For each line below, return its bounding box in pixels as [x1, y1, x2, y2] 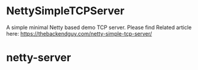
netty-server [6, 51, 71, 65]
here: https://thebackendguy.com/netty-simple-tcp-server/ [6, 30, 152, 37]
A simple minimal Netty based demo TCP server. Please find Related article [6, 24, 192, 31]
